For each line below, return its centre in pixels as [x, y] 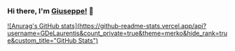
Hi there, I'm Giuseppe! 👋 [51, 11]
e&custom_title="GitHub [42, 41]
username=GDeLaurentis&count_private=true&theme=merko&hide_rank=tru [117, 33]
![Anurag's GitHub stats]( [43, 26]
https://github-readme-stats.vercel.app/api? [143, 26]
